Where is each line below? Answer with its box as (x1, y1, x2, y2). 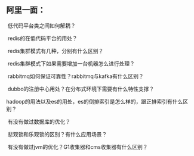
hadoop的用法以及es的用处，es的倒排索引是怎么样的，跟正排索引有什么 (6, 98, 183, 105)
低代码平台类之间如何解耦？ (7, 22, 76, 29)
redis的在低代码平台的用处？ (7, 35, 78, 42)
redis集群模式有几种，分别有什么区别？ (7, 47, 104, 54)
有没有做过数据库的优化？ (7, 118, 70, 125)
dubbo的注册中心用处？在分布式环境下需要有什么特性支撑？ (7, 85, 155, 92)
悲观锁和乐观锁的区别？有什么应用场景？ (7, 130, 107, 138)
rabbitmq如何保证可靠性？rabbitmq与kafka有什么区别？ (7, 73, 144, 80)
